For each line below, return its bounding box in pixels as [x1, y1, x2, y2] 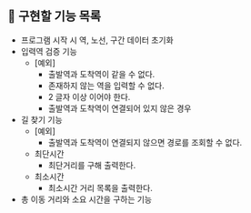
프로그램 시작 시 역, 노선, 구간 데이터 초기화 [20, 35, 174, 46]
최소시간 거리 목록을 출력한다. [47, 182, 153, 193]
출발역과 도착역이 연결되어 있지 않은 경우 [47, 103, 192, 114]
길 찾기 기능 [20, 114, 64, 125]
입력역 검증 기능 [20, 46, 77, 56]
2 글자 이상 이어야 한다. [47, 91, 131, 102]
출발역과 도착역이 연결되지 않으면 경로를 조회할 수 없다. [47, 137, 243, 147]
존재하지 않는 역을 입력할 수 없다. [47, 80, 165, 91]
